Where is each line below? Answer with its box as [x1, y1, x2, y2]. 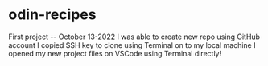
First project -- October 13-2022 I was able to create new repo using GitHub [8, 32, 260, 41]
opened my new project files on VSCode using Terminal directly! [8, 49, 222, 58]
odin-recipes [8, 6, 97, 24]
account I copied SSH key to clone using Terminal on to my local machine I [8, 40, 256, 49]
